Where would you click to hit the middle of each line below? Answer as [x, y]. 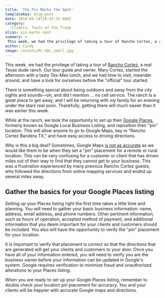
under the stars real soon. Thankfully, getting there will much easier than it [80, 105]
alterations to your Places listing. [38, 271]
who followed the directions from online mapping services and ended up [79, 171]
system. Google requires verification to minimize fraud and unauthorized [78, 265]
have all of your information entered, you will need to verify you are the [77, 255]
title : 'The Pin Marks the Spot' [39, 10]
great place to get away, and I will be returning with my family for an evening [82, 100]
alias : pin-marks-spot [28, 32]
